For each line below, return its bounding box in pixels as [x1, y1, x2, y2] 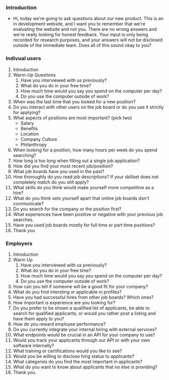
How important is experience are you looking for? [13, 299, 116, 305]
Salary [20, 120, 34, 126]
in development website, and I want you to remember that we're [13, 21, 145, 27]
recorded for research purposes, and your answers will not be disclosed [13, 37, 163, 43]
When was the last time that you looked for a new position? [13, 98, 136, 104]
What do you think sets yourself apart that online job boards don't [13, 195, 150, 201]
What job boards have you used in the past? [13, 168, 105, 174]
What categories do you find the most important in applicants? [13, 358, 143, 364]
